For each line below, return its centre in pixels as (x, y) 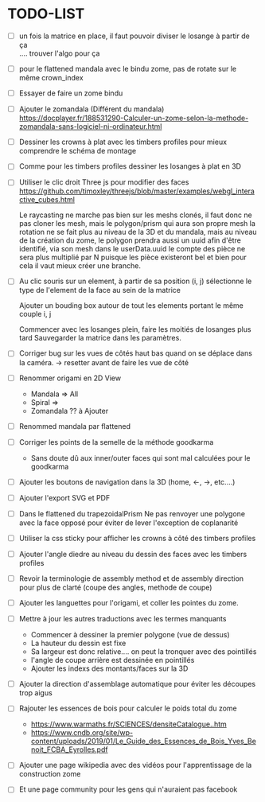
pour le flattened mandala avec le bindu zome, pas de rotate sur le (127, 69)
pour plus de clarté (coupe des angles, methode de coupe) (115, 588)
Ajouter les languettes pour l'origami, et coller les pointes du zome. (129, 603)
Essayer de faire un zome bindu (71, 93)
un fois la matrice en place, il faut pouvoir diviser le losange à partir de (134, 36)
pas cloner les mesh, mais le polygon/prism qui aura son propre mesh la (137, 224)
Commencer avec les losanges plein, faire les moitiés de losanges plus (135, 329)
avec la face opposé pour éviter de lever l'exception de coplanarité (129, 523)
